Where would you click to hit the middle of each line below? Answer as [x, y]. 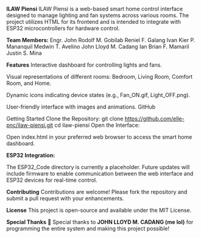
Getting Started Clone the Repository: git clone [65, 119]
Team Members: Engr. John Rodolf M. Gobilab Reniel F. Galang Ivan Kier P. [101, 40]
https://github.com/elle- [154, 119]
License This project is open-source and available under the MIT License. [99, 210]
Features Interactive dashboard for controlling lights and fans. [84, 65]
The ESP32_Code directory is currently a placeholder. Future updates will [98, 167]
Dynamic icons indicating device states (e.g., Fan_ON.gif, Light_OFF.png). [98, 95]
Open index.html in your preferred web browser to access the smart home [99, 137]
